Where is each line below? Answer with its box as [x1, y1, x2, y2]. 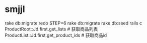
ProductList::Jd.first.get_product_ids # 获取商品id [5, 32, 107, 38]
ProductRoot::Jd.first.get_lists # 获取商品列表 [5, 26, 98, 32]
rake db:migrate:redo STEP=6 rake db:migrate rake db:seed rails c [5, 20, 142, 26]
